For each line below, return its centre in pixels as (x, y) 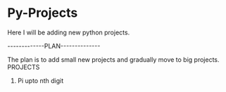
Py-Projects (43, 13)
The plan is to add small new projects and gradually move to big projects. (113, 59)
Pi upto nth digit (40, 80)
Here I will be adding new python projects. (69, 32)
